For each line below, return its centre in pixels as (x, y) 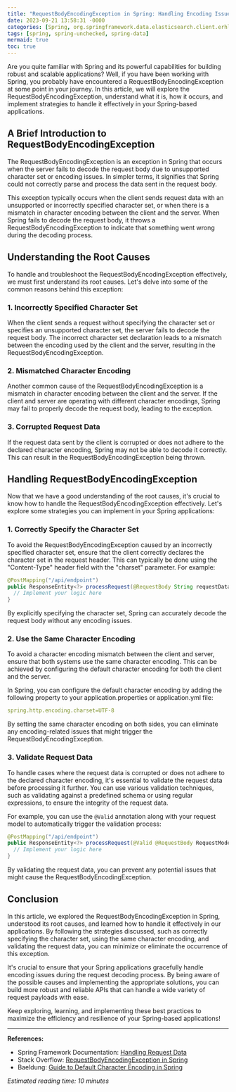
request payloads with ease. (48, 997)
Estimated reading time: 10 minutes (58, 1081)
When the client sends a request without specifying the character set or (111, 322)
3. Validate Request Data (50, 758)
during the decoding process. (50, 235)
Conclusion (33, 899)
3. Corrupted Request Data (54, 427)
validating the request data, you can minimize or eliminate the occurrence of (118, 946)
